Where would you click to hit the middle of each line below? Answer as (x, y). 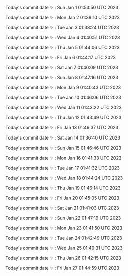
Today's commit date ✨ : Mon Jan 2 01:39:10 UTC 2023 (63, 17)
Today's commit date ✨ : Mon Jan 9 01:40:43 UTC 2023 (63, 88)
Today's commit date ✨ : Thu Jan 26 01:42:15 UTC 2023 (63, 258)
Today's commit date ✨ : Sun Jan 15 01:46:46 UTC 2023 (63, 148)
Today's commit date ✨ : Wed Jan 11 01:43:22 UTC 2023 (63, 108)
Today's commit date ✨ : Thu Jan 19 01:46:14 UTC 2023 (63, 188)
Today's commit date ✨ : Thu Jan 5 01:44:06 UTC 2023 (62, 47)
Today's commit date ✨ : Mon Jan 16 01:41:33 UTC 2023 (63, 158)
